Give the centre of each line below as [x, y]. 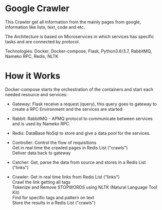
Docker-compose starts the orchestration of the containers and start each [79, 89]
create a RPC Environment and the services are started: [68, 109]
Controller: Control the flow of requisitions [54, 142]
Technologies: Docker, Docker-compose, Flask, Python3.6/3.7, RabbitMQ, [79, 51]
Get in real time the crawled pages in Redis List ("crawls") [70, 148]
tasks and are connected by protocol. [43, 41]
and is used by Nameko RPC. [41, 123]
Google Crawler [37, 9]
